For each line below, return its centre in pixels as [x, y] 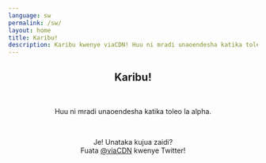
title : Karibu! [33, 38]
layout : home [30, 30]
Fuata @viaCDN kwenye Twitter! [133, 150]
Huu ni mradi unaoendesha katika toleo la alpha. [133, 111]
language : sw [30, 15]
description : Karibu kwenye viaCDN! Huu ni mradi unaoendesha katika [125, 45]
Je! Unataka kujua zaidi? [133, 142]
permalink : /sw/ [35, 23]
